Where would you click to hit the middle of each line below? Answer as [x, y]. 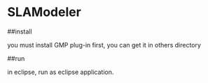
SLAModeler [44, 12]
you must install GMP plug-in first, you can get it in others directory [104, 45]
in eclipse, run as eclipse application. [61, 72]
